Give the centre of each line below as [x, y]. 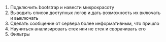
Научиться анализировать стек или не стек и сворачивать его [78, 29]
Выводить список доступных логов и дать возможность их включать [85, 13]
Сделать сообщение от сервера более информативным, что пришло [85, 23]
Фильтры [20, 34]
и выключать [24, 18]
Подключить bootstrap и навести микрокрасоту [62, 7]
